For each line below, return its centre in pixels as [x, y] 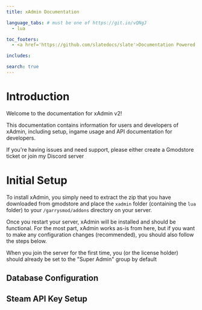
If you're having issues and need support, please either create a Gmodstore [100, 149]
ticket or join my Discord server [45, 156]
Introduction [38, 97]
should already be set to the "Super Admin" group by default [81, 259]
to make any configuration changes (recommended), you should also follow [100, 234]
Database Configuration [52, 278]
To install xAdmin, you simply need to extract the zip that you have [89, 197]
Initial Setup [37, 180]
